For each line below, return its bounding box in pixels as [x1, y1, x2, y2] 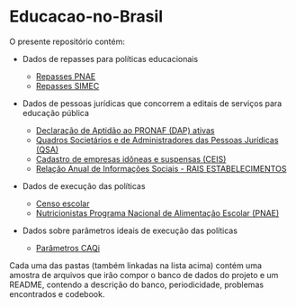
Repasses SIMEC [35, 80, 100, 91]
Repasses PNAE [35, 70, 96, 82]
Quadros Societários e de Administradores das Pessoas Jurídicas [35, 134, 279, 145]
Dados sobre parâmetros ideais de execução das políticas [22, 225, 238, 236]
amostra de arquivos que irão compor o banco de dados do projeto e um [9, 269, 279, 280]
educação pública [22, 107, 90, 118]
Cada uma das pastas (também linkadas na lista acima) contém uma [9, 259, 263, 271]
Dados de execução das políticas [22, 180, 146, 191]
